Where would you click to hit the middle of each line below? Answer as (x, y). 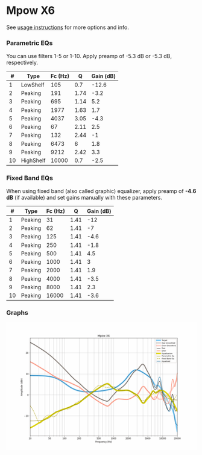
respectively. (22, 63)
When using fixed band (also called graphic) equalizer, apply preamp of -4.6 (101, 191)
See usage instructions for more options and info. (68, 27)
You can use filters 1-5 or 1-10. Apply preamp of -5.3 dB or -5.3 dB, (89, 56)
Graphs (17, 313)
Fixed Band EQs (30, 178)
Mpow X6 (31, 11)
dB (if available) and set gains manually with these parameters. (84, 198)
